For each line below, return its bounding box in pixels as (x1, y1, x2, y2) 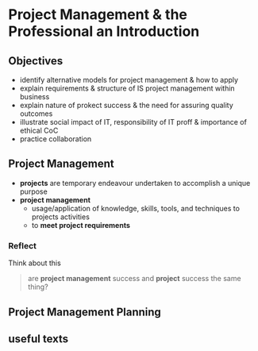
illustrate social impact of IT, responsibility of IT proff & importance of (19, 118, 248, 126)
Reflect (8, 240, 37, 251)
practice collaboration (19, 134, 92, 144)
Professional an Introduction (8, 22, 200, 40)
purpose (19, 187, 48, 196)
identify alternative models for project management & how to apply (19, 75, 239, 84)
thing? (27, 282, 49, 291)
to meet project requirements (31, 220, 131, 229)
